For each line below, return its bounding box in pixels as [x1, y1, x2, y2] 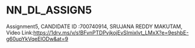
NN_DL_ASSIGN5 [6, 4, 92, 17]
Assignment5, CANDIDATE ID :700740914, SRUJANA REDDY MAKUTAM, [6, 23, 183, 30]
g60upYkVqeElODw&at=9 [6, 35, 69, 42]
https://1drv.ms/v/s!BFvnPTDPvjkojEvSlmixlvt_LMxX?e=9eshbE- [33, 29, 189, 36]
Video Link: [6, 29, 34, 36]
